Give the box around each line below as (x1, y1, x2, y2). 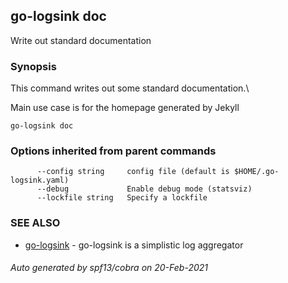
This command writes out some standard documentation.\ (10, 82, 250, 94)
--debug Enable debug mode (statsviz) (36, 184, 253, 194)
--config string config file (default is (36, 167, 230, 177)
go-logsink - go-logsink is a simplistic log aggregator (24, 239, 244, 251)
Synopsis (10, 59, 57, 73)
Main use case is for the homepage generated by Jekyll (10, 102, 240, 114)
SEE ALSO (10, 216, 61, 230)
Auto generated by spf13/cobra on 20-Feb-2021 (10, 262, 209, 274)
